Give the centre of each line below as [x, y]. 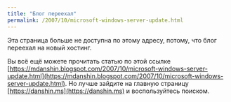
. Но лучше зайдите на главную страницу [127, 83]
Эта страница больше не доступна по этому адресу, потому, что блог [112, 40]
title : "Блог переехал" [42, 14]
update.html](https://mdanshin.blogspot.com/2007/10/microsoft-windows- [115, 76]
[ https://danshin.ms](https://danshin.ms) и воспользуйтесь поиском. [108, 91]
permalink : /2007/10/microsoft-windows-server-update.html [95, 20]
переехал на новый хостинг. [49, 48]
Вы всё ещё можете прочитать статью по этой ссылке [89, 61]
